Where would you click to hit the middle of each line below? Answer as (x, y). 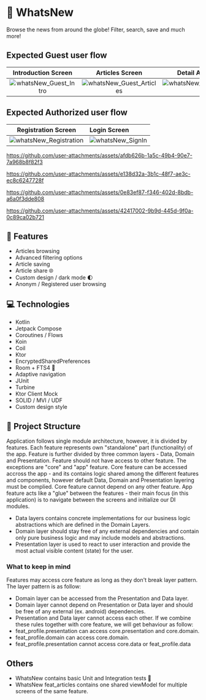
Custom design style (41, 407)
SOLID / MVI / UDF (39, 400)
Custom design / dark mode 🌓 (54, 278)
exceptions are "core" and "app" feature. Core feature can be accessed (97, 467)
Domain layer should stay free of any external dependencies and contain (107, 531)
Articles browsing (37, 251)
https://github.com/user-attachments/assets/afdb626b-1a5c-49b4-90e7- (100, 155)
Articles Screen (119, 72)
